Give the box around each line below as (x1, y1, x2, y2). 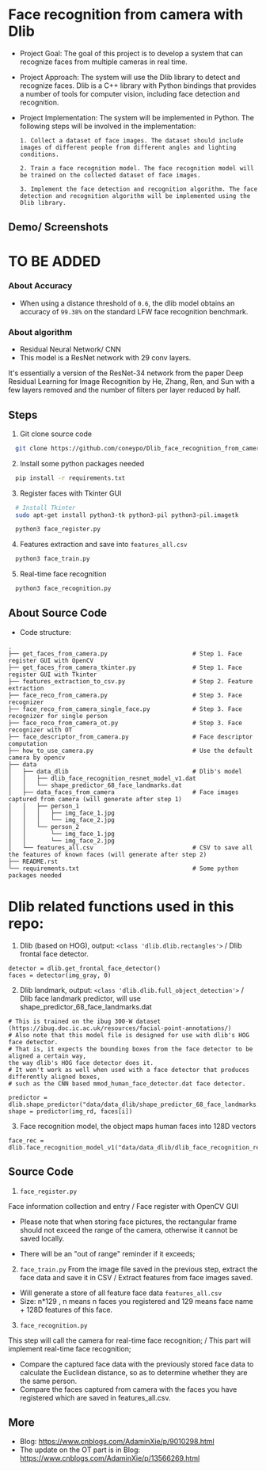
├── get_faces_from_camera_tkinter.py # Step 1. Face (8, 663, 243, 671)
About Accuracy (8, 280, 73, 291)
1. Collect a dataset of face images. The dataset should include (19, 136, 244, 144)
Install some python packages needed (19, 458, 145, 468)
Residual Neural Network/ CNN (19, 344, 121, 354)
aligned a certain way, (8, 1051, 87, 1060)
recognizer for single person (8, 712, 108, 720)
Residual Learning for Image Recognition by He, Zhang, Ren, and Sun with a (8, 377, 256, 386)
